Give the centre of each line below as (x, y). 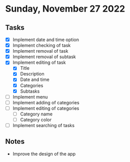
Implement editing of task (39, 63)
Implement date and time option (46, 39)
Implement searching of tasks (44, 125)
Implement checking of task (41, 46)
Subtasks (30, 91)
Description (32, 74)
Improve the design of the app (44, 154)
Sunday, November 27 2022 (65, 9)
